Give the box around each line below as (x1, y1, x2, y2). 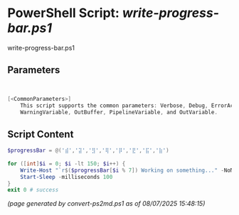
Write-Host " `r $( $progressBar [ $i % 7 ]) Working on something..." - (20, 167, 224, 174)
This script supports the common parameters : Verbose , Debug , (20, 101, 208, 109)
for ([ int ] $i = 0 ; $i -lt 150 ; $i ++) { (7, 160, 126, 167)
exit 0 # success (7, 187, 59, 194)
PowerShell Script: (7, 5, 119, 21)
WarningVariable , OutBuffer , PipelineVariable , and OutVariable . (20, 109, 218, 116)
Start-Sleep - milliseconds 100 (20, 173, 113, 180)
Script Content (7, 128, 74, 140)
